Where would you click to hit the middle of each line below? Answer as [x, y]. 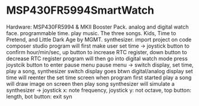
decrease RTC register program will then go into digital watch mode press [97, 58]
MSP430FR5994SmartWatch [80, 10]
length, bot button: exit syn [39, 96]
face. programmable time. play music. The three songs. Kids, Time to [91, 33]
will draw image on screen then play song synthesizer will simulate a [91, 83]
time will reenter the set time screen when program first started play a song [99, 77]
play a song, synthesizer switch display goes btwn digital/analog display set [99, 71]
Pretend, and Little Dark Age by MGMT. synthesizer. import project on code [99, 39]
